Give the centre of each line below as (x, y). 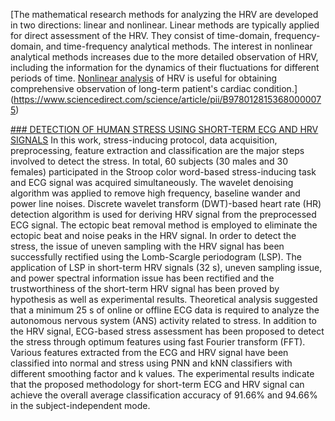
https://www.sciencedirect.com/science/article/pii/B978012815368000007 (167, 99)
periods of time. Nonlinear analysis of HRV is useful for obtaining (144, 78)
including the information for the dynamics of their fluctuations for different (165, 67)
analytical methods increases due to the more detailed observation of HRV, (164, 57)
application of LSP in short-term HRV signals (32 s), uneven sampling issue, (166, 267)
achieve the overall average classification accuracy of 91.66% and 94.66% (164, 395)
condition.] (275, 88)
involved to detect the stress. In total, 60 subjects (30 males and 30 (149, 161)
